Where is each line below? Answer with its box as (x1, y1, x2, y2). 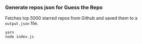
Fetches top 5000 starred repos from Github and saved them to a (5, 15, 138, 21)
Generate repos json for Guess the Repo (5, 4, 103, 11)
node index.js (5, 34, 35, 40)
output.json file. (5, 20, 38, 26)
